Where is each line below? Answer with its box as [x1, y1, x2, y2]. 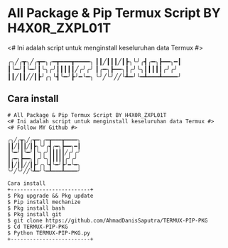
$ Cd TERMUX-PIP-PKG [7, 223, 69, 230]
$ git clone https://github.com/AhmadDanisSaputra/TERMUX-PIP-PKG [7, 217, 208, 224]
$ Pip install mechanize [7, 198, 81, 205]
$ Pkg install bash [7, 204, 65, 212]
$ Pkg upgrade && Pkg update [7, 192, 94, 199]
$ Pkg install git [7, 210, 62, 218]
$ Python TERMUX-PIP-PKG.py [7, 229, 91, 237]
